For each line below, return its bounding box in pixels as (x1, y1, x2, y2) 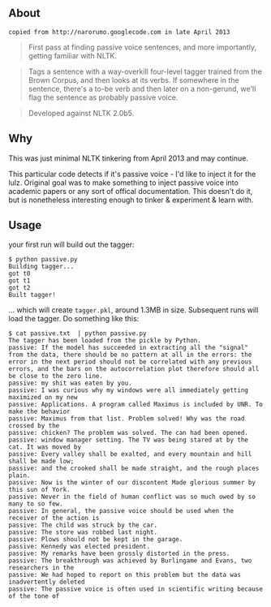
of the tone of (8, 592, 60, 601)
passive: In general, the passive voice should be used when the (8, 507, 234, 515)
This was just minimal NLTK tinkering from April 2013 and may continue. (8, 153, 249, 163)
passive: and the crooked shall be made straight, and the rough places (8, 464, 260, 473)
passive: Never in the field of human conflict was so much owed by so (8, 493, 256, 502)
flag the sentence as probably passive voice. (28, 93, 179, 102)
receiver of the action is (8, 514, 100, 523)
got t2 (8, 284, 31, 292)
